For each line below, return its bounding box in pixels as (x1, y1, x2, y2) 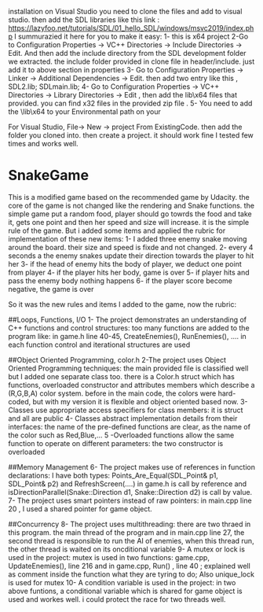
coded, (8, 396, 31, 406)
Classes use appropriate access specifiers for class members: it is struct (8, 405, 243, 415)
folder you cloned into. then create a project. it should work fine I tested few (8, 131, 254, 140)
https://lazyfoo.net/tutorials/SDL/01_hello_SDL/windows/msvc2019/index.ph (8, 24, 254, 32)
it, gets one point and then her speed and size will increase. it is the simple (8, 217, 250, 227)
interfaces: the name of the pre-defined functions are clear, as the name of (8, 422, 251, 431)
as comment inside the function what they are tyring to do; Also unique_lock (8, 570, 255, 579)
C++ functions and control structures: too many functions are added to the (8, 323, 250, 333)
